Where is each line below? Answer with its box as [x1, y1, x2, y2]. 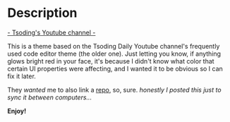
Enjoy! [7, 106, 27, 115]
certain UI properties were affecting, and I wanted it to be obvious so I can [7, 64, 224, 73]
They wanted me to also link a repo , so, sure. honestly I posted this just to [7, 85, 222, 94]
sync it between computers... [7, 93, 92, 102]
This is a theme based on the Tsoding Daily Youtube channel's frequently [7, 42, 220, 50]
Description [7, 5, 78, 21]
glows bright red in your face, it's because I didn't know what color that [7, 56, 214, 65]
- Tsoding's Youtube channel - [7, 28, 96, 37]
